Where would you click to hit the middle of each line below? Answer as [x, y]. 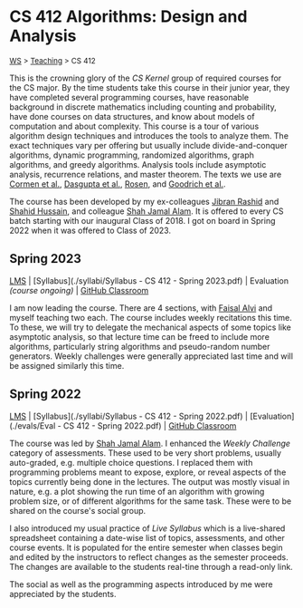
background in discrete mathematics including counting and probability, [143, 107]
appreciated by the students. [63, 594]
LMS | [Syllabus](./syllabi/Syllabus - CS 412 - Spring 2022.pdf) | [129, 416]
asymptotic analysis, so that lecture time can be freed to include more [139, 336]
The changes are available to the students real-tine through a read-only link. [151, 566]
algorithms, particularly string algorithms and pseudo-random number [140, 346]
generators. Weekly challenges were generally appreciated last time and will [151, 356]
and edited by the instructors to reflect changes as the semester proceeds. [149, 557]
